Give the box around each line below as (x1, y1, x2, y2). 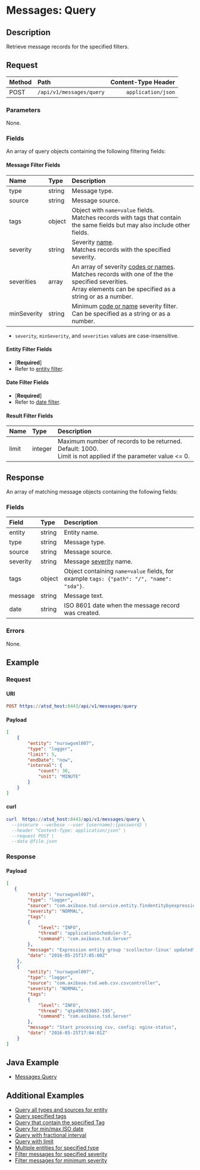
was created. (64, 609, 101, 617)
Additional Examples (6, 1090, 85, 1100)
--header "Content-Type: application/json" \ (11, 827, 127, 834)
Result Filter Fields (6, 412, 54, 419)
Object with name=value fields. (71, 206, 155, 214)
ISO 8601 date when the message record (64, 601, 180, 610)
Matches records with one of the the (71, 270, 174, 278)
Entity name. (64, 528, 99, 536)
